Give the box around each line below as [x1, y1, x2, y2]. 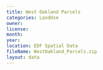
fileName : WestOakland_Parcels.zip [6, 49, 97, 55]
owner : [6, 20, 23, 26]
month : [6, 32, 23, 38]
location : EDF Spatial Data [6, 43, 78, 49]
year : [6, 37, 20, 43]
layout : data [6, 54, 40, 60]
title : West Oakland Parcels [6, 9, 81, 15]
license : [6, 26, 29, 32]
